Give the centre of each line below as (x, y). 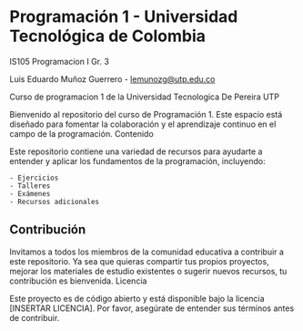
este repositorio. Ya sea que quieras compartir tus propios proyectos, (140, 261)
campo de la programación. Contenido (82, 133)
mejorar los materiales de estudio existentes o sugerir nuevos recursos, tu (148, 271)
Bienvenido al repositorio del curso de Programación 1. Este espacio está (146, 114)
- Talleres (30, 186)
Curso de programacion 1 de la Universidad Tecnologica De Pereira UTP (145, 97)
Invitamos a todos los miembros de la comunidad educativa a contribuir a (147, 252)
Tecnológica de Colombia (108, 36)
